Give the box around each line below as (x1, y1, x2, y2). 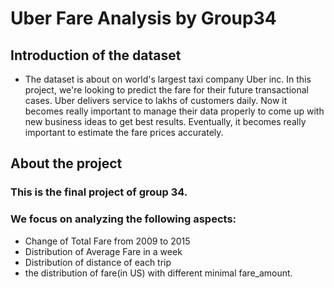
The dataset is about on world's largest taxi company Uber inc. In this (24, 73, 312, 85)
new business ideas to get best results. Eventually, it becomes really (24, 116, 307, 127)
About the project (10, 155, 123, 172)
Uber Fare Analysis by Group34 (10, 7, 277, 30)
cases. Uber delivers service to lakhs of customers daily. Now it (24, 95, 288, 106)
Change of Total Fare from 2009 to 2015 (24, 235, 191, 247)
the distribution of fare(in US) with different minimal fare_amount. (24, 267, 293, 279)
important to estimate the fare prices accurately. (24, 127, 224, 138)
